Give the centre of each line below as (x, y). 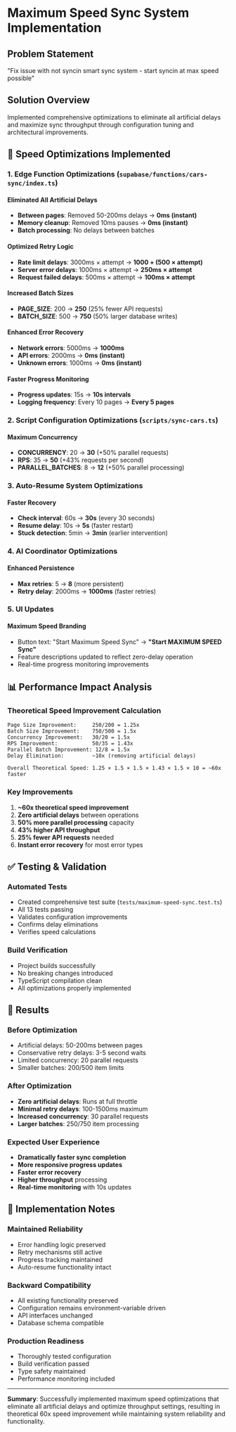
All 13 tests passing (45, 910)
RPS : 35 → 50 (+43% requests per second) (80, 460)
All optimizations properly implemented (74, 988)
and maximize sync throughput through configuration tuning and (101, 124)
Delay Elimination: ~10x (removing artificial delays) (102, 756)
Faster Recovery (32, 502)
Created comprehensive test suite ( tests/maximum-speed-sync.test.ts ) (120, 902)
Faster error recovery (50, 1172)
